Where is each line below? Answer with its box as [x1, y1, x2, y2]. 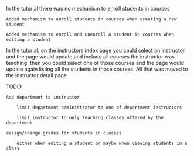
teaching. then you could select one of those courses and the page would [6, 60, 185, 66]
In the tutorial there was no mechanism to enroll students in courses [6, 5, 170, 12]
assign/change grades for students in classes [6, 130, 122, 136]
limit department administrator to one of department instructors [16, 105, 182, 110]
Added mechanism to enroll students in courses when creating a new [6, 16, 177, 22]
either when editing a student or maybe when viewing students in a [16, 140, 188, 146]
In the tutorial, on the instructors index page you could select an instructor [6, 47, 185, 54]
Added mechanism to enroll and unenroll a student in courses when [6, 32, 175, 37]
